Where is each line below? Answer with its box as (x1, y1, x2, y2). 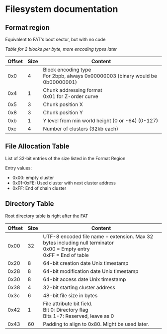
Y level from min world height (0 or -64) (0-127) (43, 117, 159, 124)
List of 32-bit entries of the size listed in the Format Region (5, 155, 126, 161)
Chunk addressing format (43, 87, 103, 93)
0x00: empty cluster (12, 174, 54, 180)
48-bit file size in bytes (43, 292, 98, 299)
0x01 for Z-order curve (43, 93, 98, 100)
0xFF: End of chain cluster (12, 185, 67, 191)
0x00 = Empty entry (43, 245, 90, 252)
